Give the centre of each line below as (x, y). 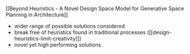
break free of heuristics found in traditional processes (80, 32)
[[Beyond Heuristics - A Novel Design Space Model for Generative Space (95, 9)
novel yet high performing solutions (58, 45)
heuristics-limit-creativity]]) (48, 38)
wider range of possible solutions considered (69, 26)
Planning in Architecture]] (37, 15)
